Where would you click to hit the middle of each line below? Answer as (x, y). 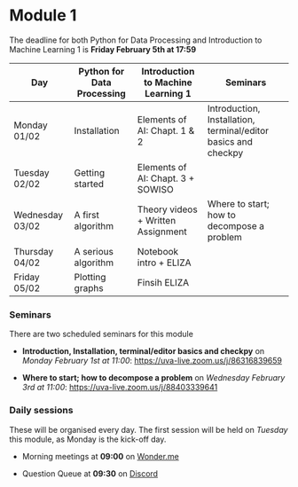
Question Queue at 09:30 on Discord (90, 473)
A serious (94, 251)
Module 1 (43, 16)
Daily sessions (41, 411)
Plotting (90, 277)
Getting (89, 172)
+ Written (157, 220)
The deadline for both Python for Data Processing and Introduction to (136, 40)
